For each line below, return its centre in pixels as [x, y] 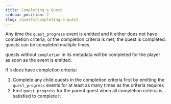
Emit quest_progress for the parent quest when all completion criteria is [88, 91]
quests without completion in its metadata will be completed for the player [83, 55]
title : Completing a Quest [34, 10]
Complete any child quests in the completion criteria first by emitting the [89, 80]
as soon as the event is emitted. [39, 60]
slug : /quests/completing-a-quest [42, 19]
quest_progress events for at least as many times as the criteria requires [88, 85]
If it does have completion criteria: [41, 70]
